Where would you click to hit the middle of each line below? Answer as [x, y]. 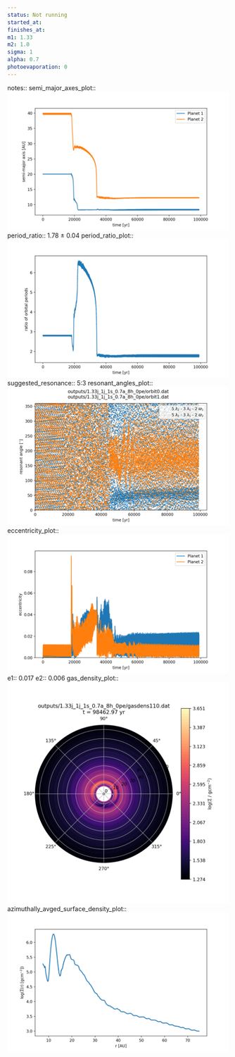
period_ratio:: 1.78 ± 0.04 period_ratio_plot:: [70, 235]
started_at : [25, 22]
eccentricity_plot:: [33, 530]
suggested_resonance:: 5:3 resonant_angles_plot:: [80, 383]
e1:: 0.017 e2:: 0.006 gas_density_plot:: [63, 678]
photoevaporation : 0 [38, 67]
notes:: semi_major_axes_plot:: [52, 87]
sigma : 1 [20, 52]
